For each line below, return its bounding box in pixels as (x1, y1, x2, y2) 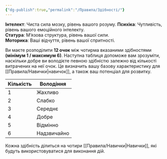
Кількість (8, 80, 32, 87)
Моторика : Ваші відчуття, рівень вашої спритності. (5, 37, 115, 43)
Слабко (36, 97, 55, 104)
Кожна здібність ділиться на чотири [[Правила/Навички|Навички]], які (5, 142, 157, 148)
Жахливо (36, 89, 59, 96)
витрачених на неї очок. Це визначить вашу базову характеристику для (5, 63, 160, 69)
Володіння (39, 80, 66, 87)
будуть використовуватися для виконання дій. (5, 148, 105, 154)
